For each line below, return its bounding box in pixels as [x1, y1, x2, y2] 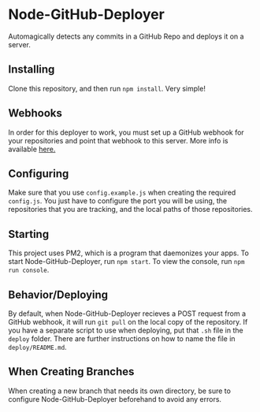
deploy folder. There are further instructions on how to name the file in [8, 334, 236, 343]
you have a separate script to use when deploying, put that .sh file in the [8, 325, 243, 335]
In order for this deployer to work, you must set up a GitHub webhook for [8, 128, 244, 137]
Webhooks [8, 106, 63, 120]
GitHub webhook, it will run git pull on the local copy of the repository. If [8, 317, 248, 326]
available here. [8, 144, 56, 154]
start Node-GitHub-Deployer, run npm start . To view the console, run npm [8, 257, 245, 266]
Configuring [8, 167, 69, 180]
